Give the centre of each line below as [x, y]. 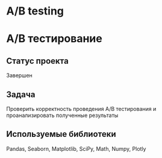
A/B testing [35, 11]
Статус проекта [38, 61]
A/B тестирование [54, 39]
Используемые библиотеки [61, 134]
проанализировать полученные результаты [62, 115]
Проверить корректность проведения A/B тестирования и [81, 109]
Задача [21, 94]
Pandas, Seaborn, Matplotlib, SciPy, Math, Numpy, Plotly [76, 148]
